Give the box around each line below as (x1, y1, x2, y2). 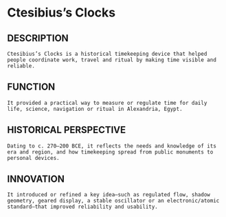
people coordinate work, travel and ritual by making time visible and (7, 56, 216, 63)
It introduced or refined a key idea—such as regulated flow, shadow (7, 192, 211, 198)
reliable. (7, 63, 36, 70)
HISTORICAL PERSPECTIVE (7, 124, 126, 136)
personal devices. (7, 154, 60, 161)
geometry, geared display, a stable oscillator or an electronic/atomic (7, 198, 220, 205)
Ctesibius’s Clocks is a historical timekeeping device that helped (7, 50, 207, 57)
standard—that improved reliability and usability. (7, 203, 158, 211)
